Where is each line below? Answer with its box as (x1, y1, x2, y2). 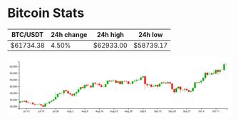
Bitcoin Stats (7, 5, 85, 21)
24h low (138, 31, 163, 39)
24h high (96, 31, 125, 39)
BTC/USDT (11, 31, 44, 39)
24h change (51, 31, 88, 39)
